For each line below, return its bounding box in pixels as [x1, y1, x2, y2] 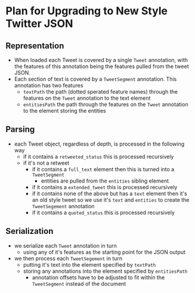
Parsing [5, 124, 35, 135]
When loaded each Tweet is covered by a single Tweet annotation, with [14, 57, 188, 63]
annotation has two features [14, 82, 83, 89]
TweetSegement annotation [32, 202, 95, 209]
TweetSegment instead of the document [32, 280, 126, 287]
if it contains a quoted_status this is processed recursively [32, 209, 175, 216]
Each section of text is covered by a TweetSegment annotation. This [14, 76, 177, 82]
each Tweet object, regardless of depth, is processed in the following [14, 140, 185, 147]
